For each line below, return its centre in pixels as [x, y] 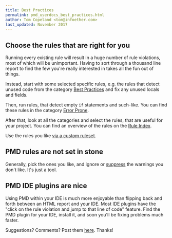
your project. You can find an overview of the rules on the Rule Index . [79, 126]
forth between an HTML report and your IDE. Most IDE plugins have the [81, 204]
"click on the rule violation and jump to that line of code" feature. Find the [83, 209]
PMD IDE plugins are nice [46, 186]
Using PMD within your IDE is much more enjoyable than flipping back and [84, 198]
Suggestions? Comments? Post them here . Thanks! [60, 230]
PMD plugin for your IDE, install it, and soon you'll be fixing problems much [84, 214]
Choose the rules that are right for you [68, 45]
